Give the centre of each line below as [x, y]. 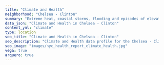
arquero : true [20, 55]
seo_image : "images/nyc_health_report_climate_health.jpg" [66, 46]
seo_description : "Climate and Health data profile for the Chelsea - [78, 42]
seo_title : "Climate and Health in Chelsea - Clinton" [62, 37]
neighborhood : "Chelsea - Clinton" [41, 14]
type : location [20, 32]
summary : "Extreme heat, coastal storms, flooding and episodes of [75, 19]
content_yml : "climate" [29, 28]
